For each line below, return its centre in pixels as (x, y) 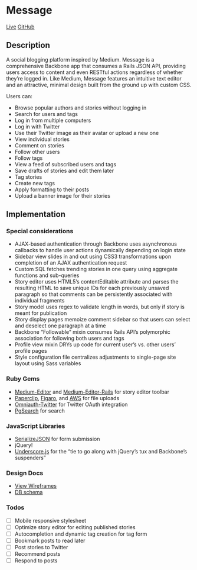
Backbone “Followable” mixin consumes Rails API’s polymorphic (93, 332)
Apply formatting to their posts (52, 189)
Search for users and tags (46, 114)
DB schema (29, 492)
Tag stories (28, 177)
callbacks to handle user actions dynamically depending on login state (100, 250)
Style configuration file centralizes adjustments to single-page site (95, 357)
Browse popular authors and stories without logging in (81, 108)
